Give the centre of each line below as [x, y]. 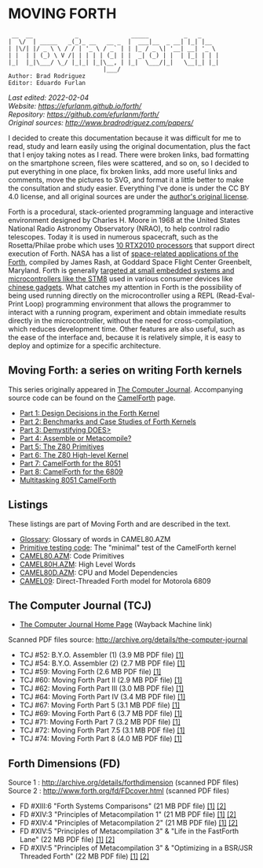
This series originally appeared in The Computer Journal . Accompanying [126, 389]
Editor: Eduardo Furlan [47, 83]
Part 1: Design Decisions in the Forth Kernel [89, 413]
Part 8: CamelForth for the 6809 [71, 471]
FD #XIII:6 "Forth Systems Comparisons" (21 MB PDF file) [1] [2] [122, 806]
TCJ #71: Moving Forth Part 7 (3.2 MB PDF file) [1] [100, 722]
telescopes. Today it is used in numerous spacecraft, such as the [113, 236]
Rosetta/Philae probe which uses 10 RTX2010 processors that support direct [131, 245]
